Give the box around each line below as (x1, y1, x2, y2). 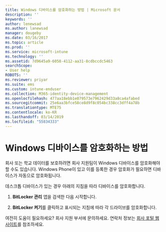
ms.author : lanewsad (5, 26, 48, 31)
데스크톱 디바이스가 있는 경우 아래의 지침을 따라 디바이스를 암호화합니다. (5, 183, 145, 189)
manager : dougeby (5, 31, 41, 36)
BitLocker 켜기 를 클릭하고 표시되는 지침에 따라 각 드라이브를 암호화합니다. (12, 204, 157, 210)
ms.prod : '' (5, 45, 30, 50)
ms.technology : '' (5, 54, 43, 59)
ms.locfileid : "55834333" (5, 119, 59, 124)
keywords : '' (5, 17, 32, 22)
